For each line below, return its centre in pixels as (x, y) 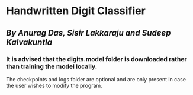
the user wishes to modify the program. (54, 85)
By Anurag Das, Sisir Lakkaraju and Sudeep (89, 33)
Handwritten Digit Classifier (76, 11)
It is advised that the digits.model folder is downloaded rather (97, 59)
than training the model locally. (52, 66)
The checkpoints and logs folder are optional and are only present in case (96, 79)
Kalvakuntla (29, 42)
